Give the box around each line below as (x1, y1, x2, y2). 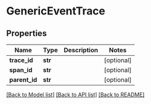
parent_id (9, 76, 37, 84)
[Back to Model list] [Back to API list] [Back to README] (6, 91, 145, 98)
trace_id (9, 56, 33, 64)
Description (63, 46, 98, 54)
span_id (9, 66, 33, 74)
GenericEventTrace (6, 4, 106, 18)
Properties (6, 28, 47, 38)
